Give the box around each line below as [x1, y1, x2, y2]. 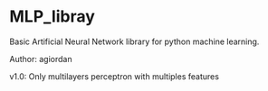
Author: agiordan [9, 53, 72, 64]
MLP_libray [9, 6, 95, 27]
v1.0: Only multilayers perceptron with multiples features [9, 70, 220, 82]
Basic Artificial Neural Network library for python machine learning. [9, 36, 260, 47]
